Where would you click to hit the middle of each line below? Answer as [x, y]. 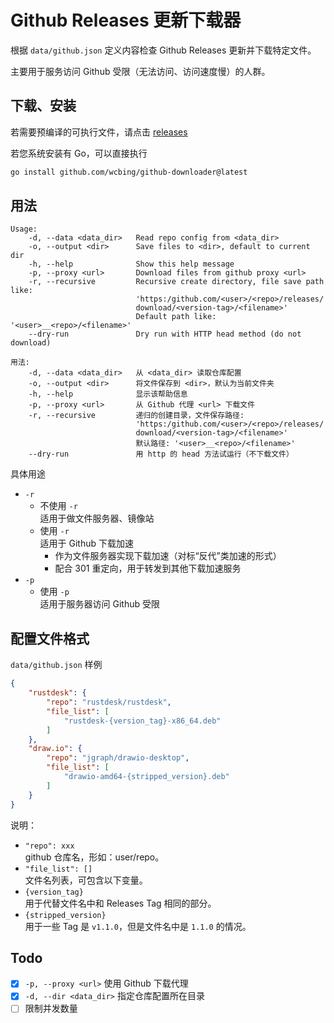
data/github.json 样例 [56, 665]
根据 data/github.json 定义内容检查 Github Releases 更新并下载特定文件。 [163, 50]
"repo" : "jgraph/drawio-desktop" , [118, 758]
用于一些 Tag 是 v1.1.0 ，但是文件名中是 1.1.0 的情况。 [138, 926]
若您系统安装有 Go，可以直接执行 [79, 153]
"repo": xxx [49, 846]
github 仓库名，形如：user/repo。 [94, 857]
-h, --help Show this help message [131, 264]
